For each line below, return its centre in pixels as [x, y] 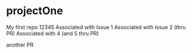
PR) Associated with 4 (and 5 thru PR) [53, 33]
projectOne [35, 11]
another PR [20, 45]
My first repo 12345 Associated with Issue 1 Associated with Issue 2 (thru [96, 27]
